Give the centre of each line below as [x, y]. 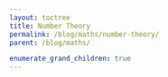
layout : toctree [40, 17]
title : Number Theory [50, 26]
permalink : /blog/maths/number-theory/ [84, 34]
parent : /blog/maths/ [50, 43]
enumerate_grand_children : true [70, 59]
